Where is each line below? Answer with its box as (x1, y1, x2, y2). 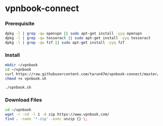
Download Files (5, 96, 42, 103)
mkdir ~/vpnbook (5, 63, 38, 68)
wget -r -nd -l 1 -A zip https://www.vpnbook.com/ (5, 112, 110, 117)
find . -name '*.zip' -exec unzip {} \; (5, 116, 88, 121)
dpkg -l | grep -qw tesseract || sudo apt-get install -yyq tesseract (5, 36, 151, 41)
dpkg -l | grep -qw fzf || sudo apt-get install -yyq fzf (5, 40, 125, 45)
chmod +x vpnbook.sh (5, 76, 47, 81)
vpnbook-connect (5, 3, 79, 14)
